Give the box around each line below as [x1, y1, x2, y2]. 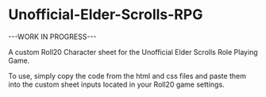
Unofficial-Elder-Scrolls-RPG [8, 6, 203, 24]
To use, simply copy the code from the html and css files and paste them [8, 71, 246, 80]
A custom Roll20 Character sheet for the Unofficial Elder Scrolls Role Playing [8, 47, 258, 56]
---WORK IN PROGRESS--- [8, 32, 97, 41]
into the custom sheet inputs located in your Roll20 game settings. [8, 80, 225, 89]
